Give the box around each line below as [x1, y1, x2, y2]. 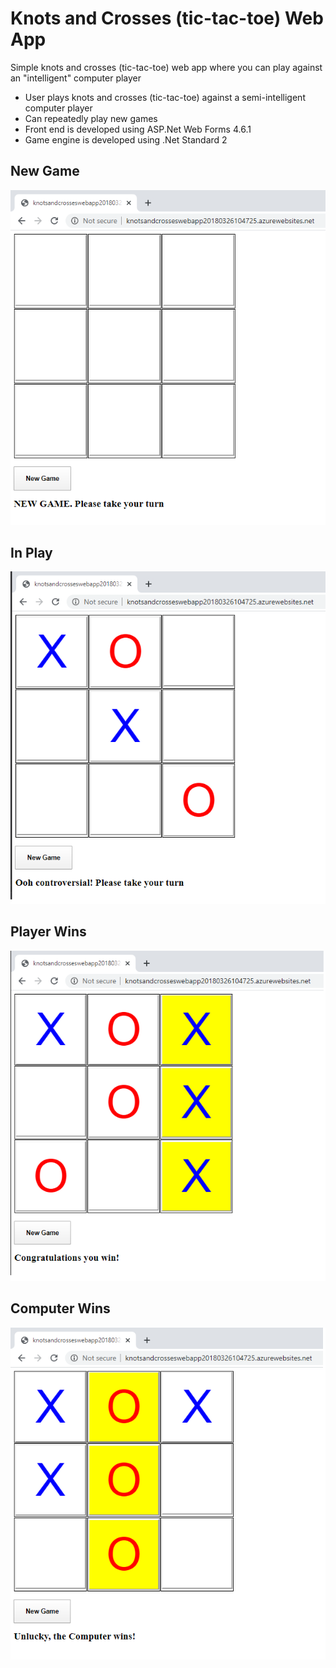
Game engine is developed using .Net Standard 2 [24, 133, 228, 146]
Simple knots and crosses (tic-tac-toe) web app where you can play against [10, 61, 323, 73]
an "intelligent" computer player [10, 72, 142, 84]
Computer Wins [10, 1300, 111, 1317]
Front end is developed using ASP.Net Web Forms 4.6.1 [24, 123, 252, 135]
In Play [10, 544, 53, 561]
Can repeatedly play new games [24, 112, 158, 124]
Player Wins [10, 923, 87, 941]
